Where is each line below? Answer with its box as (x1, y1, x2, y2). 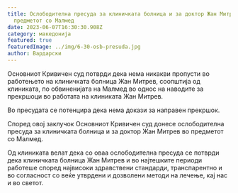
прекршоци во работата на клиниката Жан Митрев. (7, 92, 164, 100)
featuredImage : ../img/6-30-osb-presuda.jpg (7, 43, 141, 50)
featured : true (7, 37, 52, 44)
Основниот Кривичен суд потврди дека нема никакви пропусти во (7, 69, 210, 78)
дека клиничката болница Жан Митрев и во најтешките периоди (7, 155, 203, 164)
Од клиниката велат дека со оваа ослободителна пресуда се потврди (7, 148, 220, 157)
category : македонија (7, 30, 72, 38)
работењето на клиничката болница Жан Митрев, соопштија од (7, 77, 200, 85)
